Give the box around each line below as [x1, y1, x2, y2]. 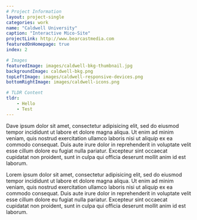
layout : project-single [6, 14, 65, 20]
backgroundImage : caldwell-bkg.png [6, 68, 94, 74]
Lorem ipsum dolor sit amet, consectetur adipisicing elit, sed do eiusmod [6, 171, 182, 178]
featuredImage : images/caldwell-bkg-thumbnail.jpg [6, 63, 133, 69]
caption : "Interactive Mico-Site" [6, 31, 91, 36]
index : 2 [6, 47, 28, 53]
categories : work [6, 19, 49, 25]
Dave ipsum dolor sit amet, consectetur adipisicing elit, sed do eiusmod [6, 122, 179, 129]
